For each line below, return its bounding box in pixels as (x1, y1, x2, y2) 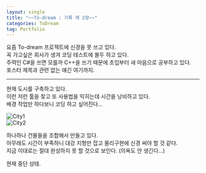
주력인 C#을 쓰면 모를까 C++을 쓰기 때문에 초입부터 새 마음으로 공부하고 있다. (6, 59, 191, 66)
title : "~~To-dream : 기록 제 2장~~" (6, 15, 98, 21)
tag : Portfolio (6, 26, 45, 32)
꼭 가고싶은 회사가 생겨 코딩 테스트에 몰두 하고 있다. (6, 51, 129, 59)
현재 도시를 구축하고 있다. (6, 85, 67, 92)
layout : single (6, 9, 45, 15)
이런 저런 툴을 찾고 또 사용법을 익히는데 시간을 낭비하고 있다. (6, 93, 150, 100)
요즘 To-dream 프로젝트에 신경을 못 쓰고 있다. (6, 43, 116, 51)
